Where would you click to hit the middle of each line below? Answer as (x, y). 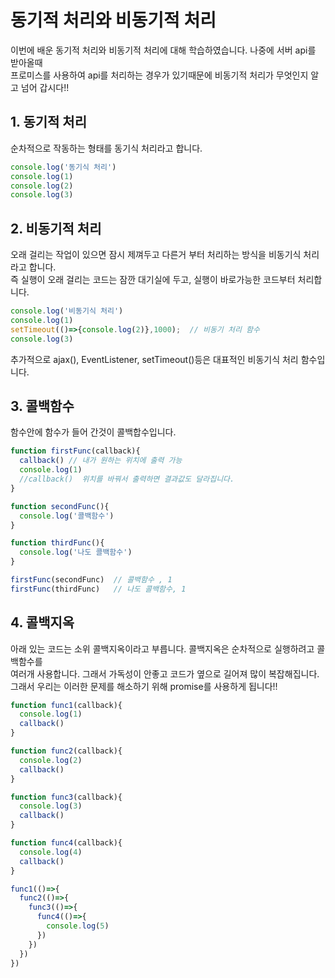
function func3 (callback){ (66, 797)
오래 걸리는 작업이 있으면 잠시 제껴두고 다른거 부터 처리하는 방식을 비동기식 (156, 255)
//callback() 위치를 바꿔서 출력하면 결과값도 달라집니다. (127, 479)
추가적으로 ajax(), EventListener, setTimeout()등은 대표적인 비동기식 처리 (154, 359)
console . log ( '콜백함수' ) (67, 516)
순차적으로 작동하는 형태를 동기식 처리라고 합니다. (106, 148)
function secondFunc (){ (60, 506)
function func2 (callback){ (66, 751)
